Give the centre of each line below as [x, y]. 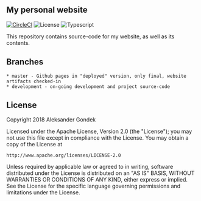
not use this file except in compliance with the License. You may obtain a [97, 138]
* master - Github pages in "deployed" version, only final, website [97, 76]
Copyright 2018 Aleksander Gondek [51, 120]
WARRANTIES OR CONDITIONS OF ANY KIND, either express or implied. [97, 180]
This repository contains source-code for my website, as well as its [90, 36]
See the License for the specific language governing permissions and [93, 186]
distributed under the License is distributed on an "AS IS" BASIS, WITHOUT [100, 173]
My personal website [47, 10]
